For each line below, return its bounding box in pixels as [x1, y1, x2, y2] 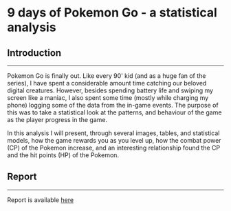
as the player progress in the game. [7, 116, 108, 123]
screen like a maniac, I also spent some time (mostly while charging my [7, 94, 209, 101]
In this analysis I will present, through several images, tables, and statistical [7, 129, 220, 137]
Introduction [7, 47, 62, 59]
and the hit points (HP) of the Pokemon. [7, 151, 119, 159]
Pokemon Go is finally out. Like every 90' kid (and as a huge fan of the [7, 72, 206, 80]
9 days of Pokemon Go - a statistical [7, 5, 218, 21]
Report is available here [7, 195, 74, 204]
